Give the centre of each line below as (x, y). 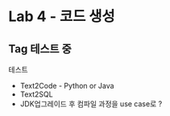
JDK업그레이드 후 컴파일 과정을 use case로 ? (91, 104)
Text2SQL (37, 94)
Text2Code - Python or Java (67, 86)
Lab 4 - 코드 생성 (62, 17)
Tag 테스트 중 (40, 49)
